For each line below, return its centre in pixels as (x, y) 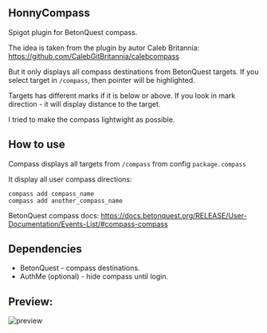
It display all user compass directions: (71, 179)
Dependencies (45, 249)
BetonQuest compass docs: (54, 215)
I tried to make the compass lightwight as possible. (92, 119)
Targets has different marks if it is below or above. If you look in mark (122, 96)
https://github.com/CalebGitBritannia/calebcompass (94, 56)
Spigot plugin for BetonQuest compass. (73, 32)
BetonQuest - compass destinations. (80, 268)
